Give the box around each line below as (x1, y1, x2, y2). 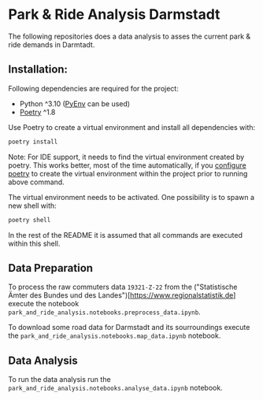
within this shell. (8, 239, 61, 248)
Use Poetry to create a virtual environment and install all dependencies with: (8, 122, 256, 131)
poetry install (8, 138, 58, 146)
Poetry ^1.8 (19, 107, 56, 117)
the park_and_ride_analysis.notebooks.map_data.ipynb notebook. (8, 331, 221, 340)
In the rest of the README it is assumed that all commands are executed (8, 230, 243, 239)
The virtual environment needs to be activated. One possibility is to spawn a (8, 192, 254, 202)
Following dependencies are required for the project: (8, 83, 179, 93)
